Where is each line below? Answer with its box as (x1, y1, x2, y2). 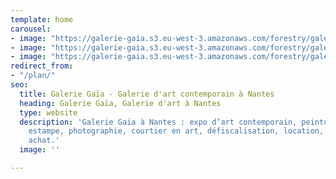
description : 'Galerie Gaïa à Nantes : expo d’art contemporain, (19, 117, 298, 127)
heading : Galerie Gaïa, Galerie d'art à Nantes (19, 98, 222, 108)
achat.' (28, 136, 60, 146)
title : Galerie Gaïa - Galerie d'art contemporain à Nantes (19, 89, 275, 99)
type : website (19, 107, 78, 118)
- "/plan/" (10, 71, 56, 81)
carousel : (10, 24, 52, 34)
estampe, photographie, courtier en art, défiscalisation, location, (28, 126, 325, 136)
